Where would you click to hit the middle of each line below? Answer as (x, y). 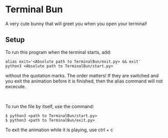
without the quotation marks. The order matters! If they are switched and (82, 75)
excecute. (16, 86)
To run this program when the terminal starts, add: (58, 52)
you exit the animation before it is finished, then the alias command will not (84, 81)
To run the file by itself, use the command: (50, 106)
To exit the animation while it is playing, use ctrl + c (59, 130)
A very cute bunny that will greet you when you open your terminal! (76, 24)
